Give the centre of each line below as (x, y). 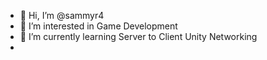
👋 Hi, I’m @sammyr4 (62, 15)
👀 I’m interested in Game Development (98, 26)
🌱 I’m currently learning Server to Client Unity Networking (138, 36)
